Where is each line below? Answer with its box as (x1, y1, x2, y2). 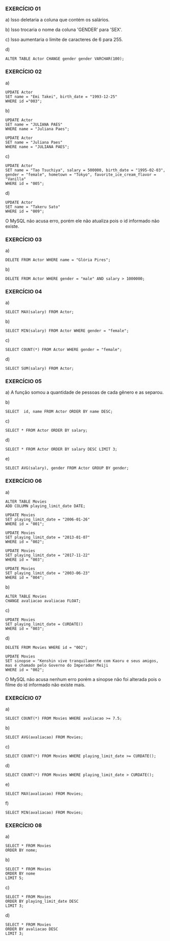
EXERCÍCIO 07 (5, 694, 42, 701)
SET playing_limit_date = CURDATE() (5, 621, 83, 627)
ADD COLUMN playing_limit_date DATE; (5, 503, 86, 508)
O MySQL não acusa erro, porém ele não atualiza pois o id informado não (5, 218, 160, 224)
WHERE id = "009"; (5, 208, 44, 214)
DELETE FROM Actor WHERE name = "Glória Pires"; (5, 257, 111, 263)
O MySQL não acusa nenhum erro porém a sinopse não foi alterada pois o (5, 676, 161, 682)
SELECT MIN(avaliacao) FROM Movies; (5, 810, 83, 815)
